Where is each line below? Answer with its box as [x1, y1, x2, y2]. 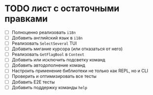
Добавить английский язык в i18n [11, 35, 83, 40]
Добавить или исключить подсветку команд [11, 57, 105, 63]
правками [4, 13, 48, 24]
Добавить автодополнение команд [11, 62, 85, 68]
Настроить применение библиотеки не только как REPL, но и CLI [11, 68, 148, 74]
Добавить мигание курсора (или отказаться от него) [11, 46, 123, 52]
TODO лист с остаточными [4, 3, 120, 14]
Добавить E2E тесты [11, 79, 55, 85]
